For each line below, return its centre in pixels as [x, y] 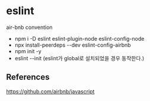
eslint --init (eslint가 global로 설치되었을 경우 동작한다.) [79, 58]
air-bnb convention [29, 27]
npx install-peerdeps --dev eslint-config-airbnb [73, 45]
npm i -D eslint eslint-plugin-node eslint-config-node [79, 38]
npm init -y [28, 51]
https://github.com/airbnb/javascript [50, 91]
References [28, 77]
